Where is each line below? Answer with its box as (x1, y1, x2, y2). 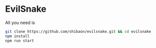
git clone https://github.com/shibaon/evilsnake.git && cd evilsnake (5, 29, 152, 34)
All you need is (5, 20, 36, 25)
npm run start (5, 38, 35, 43)
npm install (5, 33, 30, 39)
